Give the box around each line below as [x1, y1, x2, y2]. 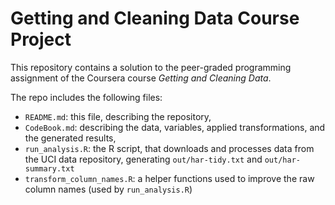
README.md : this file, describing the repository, [24, 110, 212, 122]
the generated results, [24, 132, 117, 144]
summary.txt [24, 163, 75, 174]
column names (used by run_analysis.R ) [24, 183, 193, 195]
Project [10, 28, 72, 51]
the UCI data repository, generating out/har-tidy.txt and [24, 153, 263, 165]
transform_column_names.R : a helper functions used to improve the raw [24, 172, 315, 184]
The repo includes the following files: [10, 91, 163, 103]
